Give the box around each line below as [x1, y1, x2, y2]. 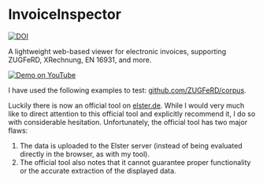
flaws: [8, 126, 28, 135]
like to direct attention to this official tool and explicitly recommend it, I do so [8, 108, 256, 119]
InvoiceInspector [8, 5, 122, 24]
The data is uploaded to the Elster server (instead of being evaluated [19, 141, 243, 150]
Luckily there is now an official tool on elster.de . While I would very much [8, 101, 245, 110]
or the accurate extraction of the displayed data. [19, 166, 176, 175]
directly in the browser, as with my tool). [19, 149, 150, 159]
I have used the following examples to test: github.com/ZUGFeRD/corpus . [8, 85, 246, 95]
